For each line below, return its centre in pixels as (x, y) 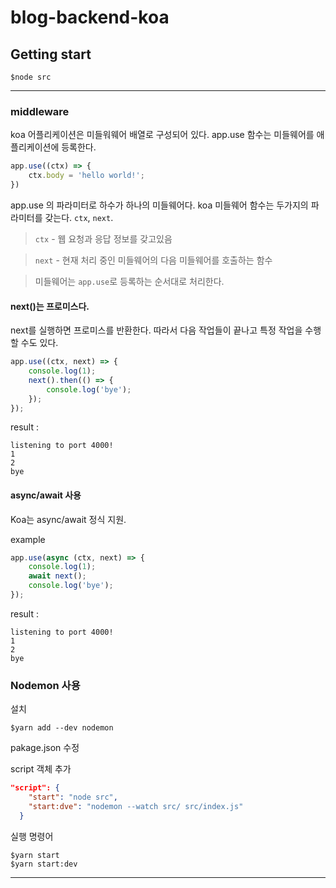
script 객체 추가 (41, 769)
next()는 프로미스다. (50, 306)
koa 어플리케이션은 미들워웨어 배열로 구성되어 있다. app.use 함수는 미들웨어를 (162, 135)
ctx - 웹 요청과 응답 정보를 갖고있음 (103, 238)
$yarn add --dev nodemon (62, 728)
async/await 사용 (46, 495)
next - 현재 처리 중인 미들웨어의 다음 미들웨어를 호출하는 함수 (153, 260)
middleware (40, 111)
